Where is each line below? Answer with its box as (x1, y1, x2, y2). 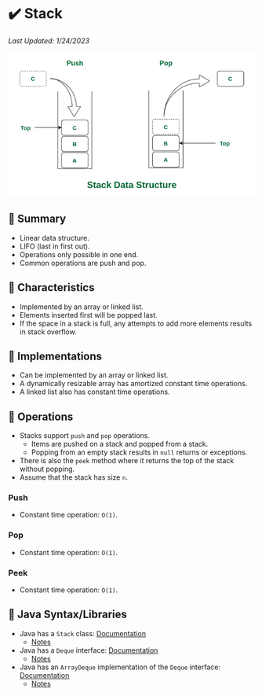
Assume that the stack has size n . (19, 473, 128, 482)
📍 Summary (8, 212, 67, 226)
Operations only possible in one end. (19, 249, 139, 259)
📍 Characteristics (8, 281, 95, 294)
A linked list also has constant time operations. (19, 387, 170, 396)
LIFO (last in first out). (19, 241, 90, 251)
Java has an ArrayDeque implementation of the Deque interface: (19, 662, 221, 672)
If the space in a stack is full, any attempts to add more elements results (19, 319, 253, 328)
